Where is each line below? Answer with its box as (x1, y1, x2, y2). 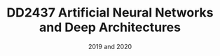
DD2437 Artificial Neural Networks (6, 5, 214, 21)
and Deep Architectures (39, 19, 181, 35)
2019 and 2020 (88, 42, 132, 50)
